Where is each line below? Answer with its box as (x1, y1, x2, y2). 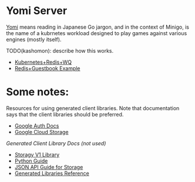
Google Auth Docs (14, 122, 59, 129)
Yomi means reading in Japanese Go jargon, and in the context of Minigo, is (6, 23, 190, 30)
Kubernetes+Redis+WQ (14, 59, 72, 66)
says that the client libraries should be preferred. (6, 111, 124, 118)
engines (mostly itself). (6, 36, 62, 43)
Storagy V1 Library (14, 151, 60, 158)
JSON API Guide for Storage (14, 163, 83, 170)
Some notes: (6, 85, 69, 99)
